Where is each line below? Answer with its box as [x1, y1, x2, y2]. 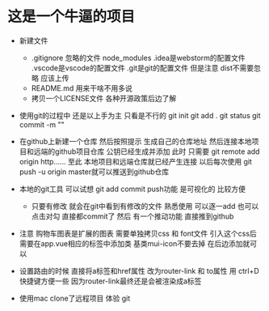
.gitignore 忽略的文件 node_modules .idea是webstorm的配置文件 [31, 53, 246, 62]
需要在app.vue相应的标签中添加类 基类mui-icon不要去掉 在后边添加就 [19, 238, 250, 248]
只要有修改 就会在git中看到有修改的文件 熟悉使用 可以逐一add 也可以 [31, 201, 259, 211]
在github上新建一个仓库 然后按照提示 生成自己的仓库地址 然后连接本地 [19, 136, 252, 146]
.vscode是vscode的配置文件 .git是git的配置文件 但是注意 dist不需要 [31, 62, 254, 73]
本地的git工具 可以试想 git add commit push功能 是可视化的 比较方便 [19, 184, 246, 194]
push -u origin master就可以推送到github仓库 [19, 167, 170, 177]
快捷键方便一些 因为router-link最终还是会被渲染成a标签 [19, 276, 202, 286]
